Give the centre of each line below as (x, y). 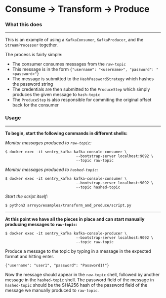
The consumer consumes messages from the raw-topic (69, 64)
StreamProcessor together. (32, 45)
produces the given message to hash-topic (56, 95)
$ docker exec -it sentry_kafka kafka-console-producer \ (66, 233)
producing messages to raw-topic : (41, 224)
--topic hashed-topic (98, 187)
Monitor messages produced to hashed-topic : (52, 169)
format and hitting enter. (30, 256)
